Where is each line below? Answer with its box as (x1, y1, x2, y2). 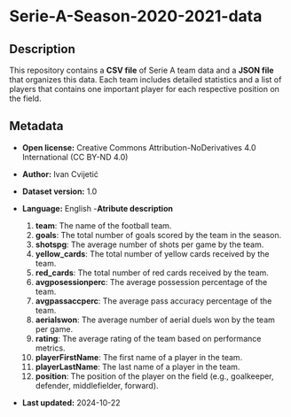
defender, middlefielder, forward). (35, 380, 159, 390)
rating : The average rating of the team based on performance (35, 333, 262, 344)
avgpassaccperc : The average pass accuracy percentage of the (35, 295, 272, 306)
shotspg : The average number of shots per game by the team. (35, 239, 264, 250)
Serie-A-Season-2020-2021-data (9, 6, 263, 27)
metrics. (35, 343, 66, 353)
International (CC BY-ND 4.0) (21, 151, 129, 162)
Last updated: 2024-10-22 (21, 397, 122, 408)
